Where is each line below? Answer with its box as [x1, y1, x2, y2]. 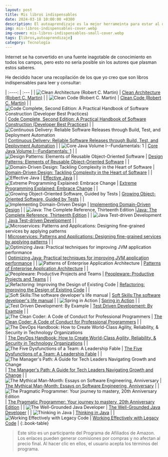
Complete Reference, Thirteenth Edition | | [5, 212, 92, 218]
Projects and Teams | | [5, 276, 51, 282]
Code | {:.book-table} [5, 420, 49, 426]
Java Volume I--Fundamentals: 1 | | [5, 148, 77, 154]
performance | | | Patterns [5, 260, 161, 266]
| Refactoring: [116, 281, 145, 287]
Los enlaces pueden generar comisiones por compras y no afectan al [17, 435, 161, 441]
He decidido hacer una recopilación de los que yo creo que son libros [5, 74, 148, 80]
